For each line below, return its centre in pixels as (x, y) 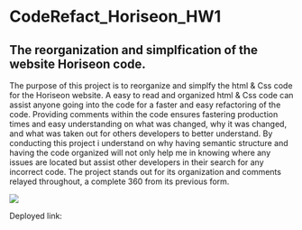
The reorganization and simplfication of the (134, 50)
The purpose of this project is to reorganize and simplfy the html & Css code (151, 86)
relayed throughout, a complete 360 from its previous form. (119, 181)
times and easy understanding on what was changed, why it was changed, (148, 124)
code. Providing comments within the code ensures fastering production (144, 114)
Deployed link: (36, 216)
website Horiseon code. (78, 64)
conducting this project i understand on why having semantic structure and (149, 143)
